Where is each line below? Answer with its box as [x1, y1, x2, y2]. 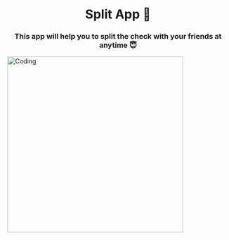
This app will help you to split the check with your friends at [14, 32, 222, 42]
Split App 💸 [85, 6, 151, 23]
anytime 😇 [99, 40, 137, 50]
